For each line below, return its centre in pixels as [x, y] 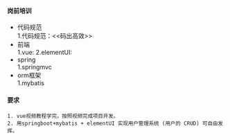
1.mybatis [31, 83]
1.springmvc [34, 67]
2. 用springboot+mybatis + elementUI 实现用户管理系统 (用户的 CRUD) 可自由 [113, 124]
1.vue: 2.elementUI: [45, 53]
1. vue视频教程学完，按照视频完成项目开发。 [63, 116]
